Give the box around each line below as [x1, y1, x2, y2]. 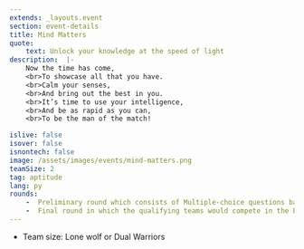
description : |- [9, 55, 75, 64]
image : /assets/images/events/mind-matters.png [9, 156, 193, 165]
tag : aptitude [9, 173, 63, 182]
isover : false [9, 139, 63, 148]
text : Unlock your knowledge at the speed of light [25, 47, 224, 56]
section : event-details [9, 22, 100, 31]
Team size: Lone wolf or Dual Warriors [22, 231, 166, 242]
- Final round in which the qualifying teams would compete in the [25, 206, 290, 215]
